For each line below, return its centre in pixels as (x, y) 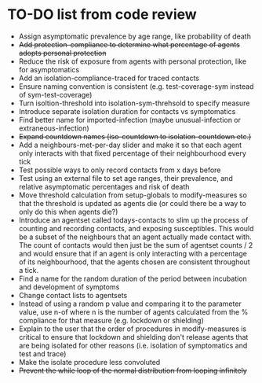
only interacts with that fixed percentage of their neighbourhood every (132, 153)
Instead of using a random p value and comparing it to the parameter (130, 304)
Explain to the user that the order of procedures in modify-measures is (133, 329)
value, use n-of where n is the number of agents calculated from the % (133, 311)
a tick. (29, 270)
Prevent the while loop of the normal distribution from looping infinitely (133, 370)
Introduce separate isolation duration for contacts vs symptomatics (127, 111)
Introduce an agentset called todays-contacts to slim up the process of (133, 220)
